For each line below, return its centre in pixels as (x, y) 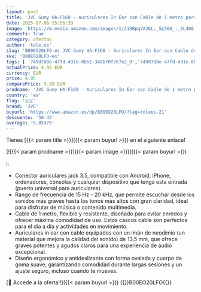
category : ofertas (29, 39)
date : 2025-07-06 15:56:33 (40, 23)
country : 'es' (24, 95)
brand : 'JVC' (22, 106)
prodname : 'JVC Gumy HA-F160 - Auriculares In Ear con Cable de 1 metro (99, 90)
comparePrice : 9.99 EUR (36, 84)
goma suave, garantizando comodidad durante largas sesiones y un (98, 264)
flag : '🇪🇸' (21, 101)
